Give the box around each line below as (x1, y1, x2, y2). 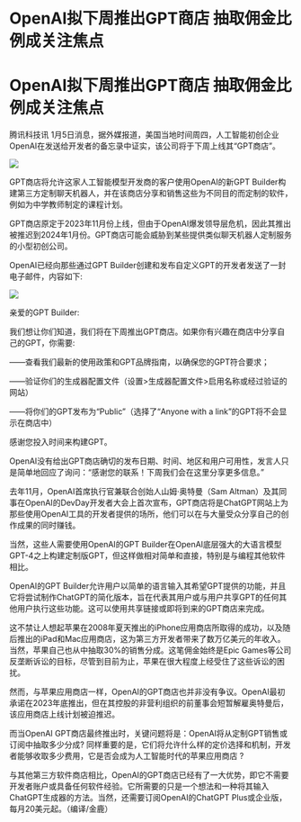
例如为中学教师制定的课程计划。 (9, 199, 128, 210)
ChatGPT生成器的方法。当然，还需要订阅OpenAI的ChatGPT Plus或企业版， (9, 792, 288, 803)
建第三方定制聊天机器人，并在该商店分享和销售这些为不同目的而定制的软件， (9, 188, 293, 199)
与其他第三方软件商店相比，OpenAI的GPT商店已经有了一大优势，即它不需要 (9, 770, 289, 781)
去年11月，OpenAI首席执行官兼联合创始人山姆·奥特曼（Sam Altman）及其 (9, 486, 279, 497)
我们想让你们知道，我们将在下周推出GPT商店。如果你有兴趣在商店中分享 (9, 326, 278, 338)
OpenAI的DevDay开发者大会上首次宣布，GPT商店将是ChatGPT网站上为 (24, 497, 289, 509)
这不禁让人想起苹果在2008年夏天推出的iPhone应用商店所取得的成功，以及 (9, 622, 283, 633)
